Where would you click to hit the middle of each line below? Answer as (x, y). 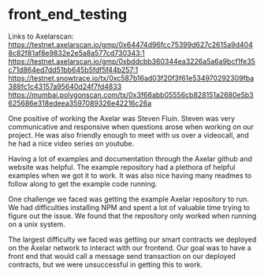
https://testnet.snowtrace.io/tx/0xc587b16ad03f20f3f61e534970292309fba (131, 78)
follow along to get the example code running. (83, 183)
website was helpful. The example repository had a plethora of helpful (122, 167)
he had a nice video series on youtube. (71, 143)
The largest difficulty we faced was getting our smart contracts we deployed (132, 239)
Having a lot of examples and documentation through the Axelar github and (130, 158)
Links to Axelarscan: (41, 36)
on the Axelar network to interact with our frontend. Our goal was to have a (130, 247)
